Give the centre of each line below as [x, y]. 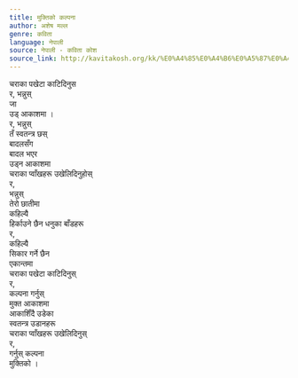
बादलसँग [21, 144]
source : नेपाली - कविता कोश [53, 51]
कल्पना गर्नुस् [27, 293]
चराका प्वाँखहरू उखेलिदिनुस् [48, 333]
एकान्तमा [21, 264]
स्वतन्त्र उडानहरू [32, 323]
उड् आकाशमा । [31, 114]
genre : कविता [31, 34]
